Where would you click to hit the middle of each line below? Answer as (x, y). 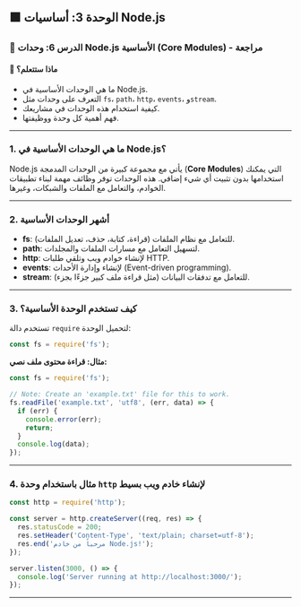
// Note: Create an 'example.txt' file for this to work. (120, 395)
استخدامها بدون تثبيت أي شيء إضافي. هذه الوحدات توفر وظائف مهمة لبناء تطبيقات (146, 178)
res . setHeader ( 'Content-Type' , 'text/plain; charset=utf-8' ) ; (136, 536)
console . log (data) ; (54, 445)
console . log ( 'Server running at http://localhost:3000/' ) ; (130, 577)
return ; (39, 428)
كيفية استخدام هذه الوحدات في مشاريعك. (91, 108)
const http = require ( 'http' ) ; (68, 503)
